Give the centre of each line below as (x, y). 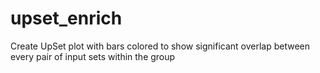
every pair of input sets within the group (93, 56)
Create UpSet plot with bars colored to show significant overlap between (160, 46)
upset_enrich (66, 18)
